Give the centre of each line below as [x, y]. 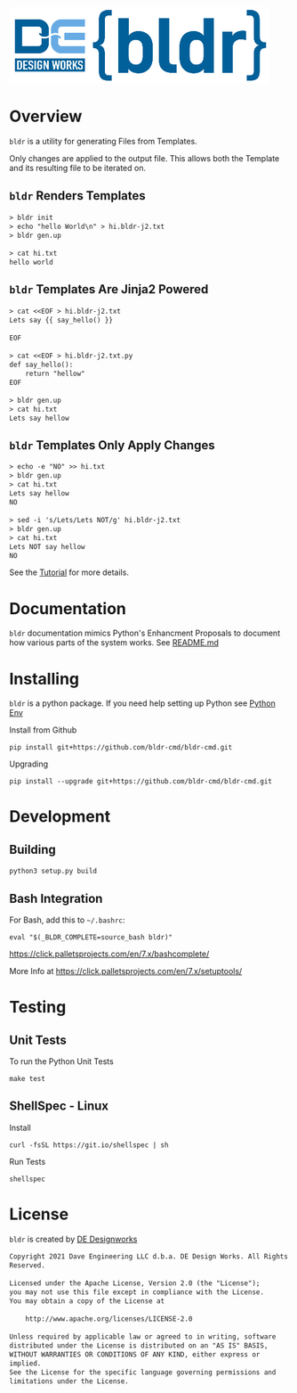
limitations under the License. [69, 1381]
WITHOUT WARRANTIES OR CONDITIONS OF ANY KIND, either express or [135, 1354]
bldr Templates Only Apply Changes [112, 445]
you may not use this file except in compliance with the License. [137, 1292]
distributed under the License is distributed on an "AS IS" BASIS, [139, 1345]
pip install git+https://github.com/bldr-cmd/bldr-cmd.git [121, 748]
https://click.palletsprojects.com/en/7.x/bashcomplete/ [109, 954]
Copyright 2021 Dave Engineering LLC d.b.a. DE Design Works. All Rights [149, 1256]
